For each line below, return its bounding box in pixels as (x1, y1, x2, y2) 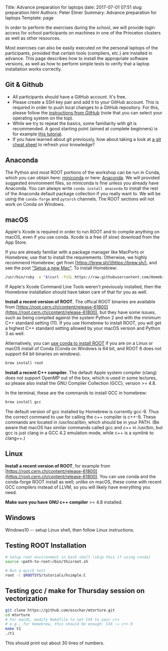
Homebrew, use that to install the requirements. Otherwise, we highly (5, 254, 147, 260)
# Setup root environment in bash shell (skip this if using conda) (5, 555, 151, 560)
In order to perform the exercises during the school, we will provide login (5, 24, 155, 30)
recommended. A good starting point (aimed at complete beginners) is (12, 125, 158, 131)
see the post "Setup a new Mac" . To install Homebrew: (5, 265, 117, 271)
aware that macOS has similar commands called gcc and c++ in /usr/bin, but (5, 425, 163, 431)
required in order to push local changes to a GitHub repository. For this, (12, 104, 159, 110)
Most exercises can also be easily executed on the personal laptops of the (5, 45, 158, 50)
